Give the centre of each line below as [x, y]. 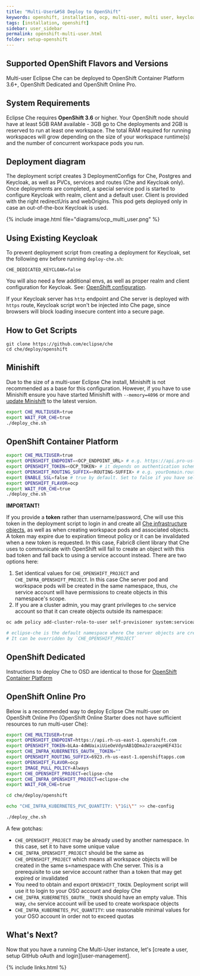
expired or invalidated [41, 878]
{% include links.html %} [36, 967]
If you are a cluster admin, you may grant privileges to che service [96, 605]
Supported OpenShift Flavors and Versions [87, 64]
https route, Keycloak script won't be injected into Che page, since [88, 305]
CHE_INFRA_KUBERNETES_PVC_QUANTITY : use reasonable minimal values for [102, 910]
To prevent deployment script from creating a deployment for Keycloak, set [98, 253]
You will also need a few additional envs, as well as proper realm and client [98, 281]
